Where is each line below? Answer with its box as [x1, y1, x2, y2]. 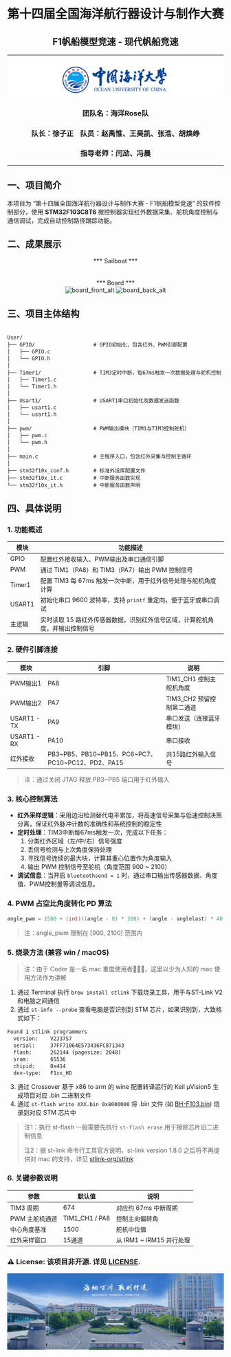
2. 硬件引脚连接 [7, 645, 58, 654]
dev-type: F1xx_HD [13, 1070, 72, 1077]
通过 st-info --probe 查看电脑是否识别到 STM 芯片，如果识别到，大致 [16, 1005, 217, 1013]
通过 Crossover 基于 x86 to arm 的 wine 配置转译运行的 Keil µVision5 [16, 1082, 212, 1090]
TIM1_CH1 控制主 [166, 675, 217, 683]
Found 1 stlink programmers [7, 1028, 88, 1035]
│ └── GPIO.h [7, 355, 51, 362]
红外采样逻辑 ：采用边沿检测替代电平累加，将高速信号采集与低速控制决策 [16, 811, 222, 819]
